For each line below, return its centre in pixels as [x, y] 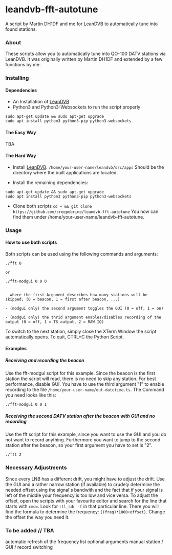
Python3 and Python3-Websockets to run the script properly [77, 107]
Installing [17, 78]
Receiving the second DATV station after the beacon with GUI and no [80, 416]
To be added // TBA [30, 530]
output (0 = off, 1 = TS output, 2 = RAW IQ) [55, 322]
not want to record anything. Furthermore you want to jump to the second [83, 440]
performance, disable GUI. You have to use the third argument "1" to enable [85, 384]
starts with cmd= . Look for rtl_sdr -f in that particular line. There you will [82, 506]
